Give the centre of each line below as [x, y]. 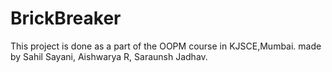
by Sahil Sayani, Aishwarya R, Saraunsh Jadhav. [109, 56]
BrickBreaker [66, 18]
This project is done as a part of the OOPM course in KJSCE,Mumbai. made [166, 46]
